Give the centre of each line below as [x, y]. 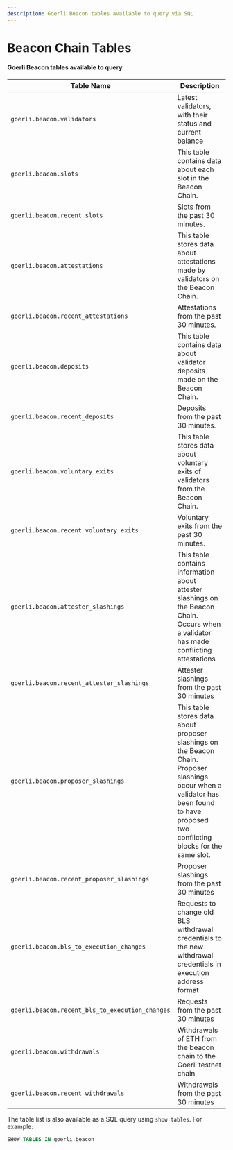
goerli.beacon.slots [44, 174]
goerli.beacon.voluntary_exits [62, 472]
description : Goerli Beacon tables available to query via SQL [101, 14]
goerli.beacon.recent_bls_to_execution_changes [91, 1010]
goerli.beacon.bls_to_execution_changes [78, 947]
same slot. [194, 855]
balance [190, 141]
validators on [198, 279]
